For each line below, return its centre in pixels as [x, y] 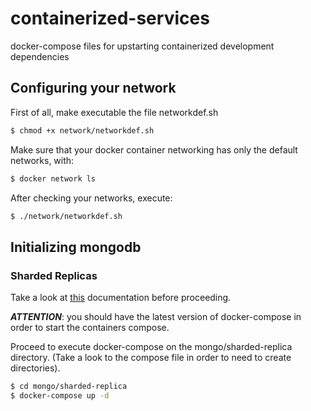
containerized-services [110, 18]
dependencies [40, 56]
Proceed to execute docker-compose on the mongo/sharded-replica [151, 347]
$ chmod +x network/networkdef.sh [82, 130]
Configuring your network [93, 88]
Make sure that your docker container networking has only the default [154, 149]
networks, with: [42, 160]
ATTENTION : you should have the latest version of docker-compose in [156, 317]
